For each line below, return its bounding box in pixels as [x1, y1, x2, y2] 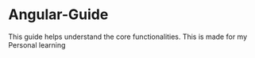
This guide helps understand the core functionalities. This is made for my [8, 32, 248, 41]
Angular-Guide [8, 6, 109, 24]
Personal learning [8, 40, 66, 49]
